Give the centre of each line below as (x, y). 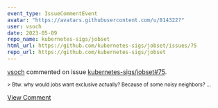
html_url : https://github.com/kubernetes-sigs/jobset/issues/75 (102, 46)
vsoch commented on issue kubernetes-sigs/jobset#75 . (87, 72)
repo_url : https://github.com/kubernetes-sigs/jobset (87, 53)
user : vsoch (24, 26)
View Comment (29, 97)
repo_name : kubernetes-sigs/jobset (59, 39)
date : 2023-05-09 (32, 33)
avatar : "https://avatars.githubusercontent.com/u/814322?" (96, 20)
